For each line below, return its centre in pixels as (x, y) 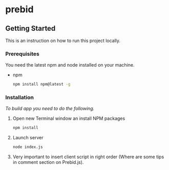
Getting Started (30, 28)
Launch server (28, 138)
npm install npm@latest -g (41, 84)
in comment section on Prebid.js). (48, 162)
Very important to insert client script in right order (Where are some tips (88, 157)
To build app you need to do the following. (50, 109)
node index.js (28, 147)
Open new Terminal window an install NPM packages (69, 118)
